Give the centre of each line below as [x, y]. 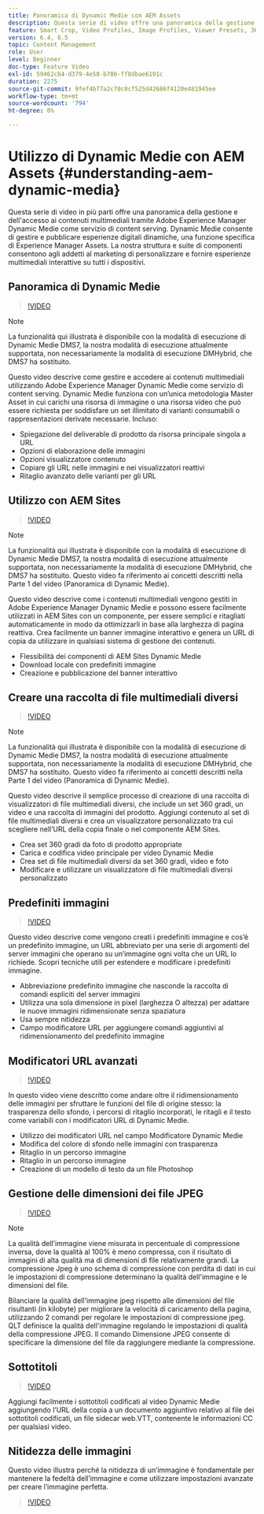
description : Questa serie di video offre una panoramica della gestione [132, 23]
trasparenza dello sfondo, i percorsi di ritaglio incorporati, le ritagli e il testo [130, 1112]
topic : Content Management [52, 45]
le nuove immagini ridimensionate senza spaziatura [103, 1011]
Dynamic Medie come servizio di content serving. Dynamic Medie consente [130, 229]
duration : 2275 [33, 81]
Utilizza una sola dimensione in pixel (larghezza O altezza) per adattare [134, 1003]
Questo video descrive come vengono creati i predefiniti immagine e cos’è [128, 937]
